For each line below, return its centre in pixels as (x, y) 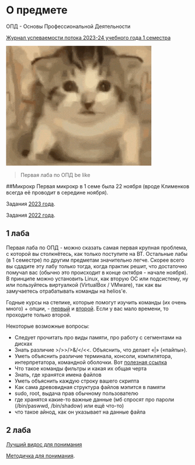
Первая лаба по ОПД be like (55, 175)
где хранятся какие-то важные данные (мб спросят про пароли (94, 399)
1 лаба (18, 233)
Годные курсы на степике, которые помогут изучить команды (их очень (96, 302)
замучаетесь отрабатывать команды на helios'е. (67, 291)
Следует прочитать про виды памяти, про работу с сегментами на (98, 337)
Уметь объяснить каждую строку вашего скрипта (77, 381)
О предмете (37, 10)
